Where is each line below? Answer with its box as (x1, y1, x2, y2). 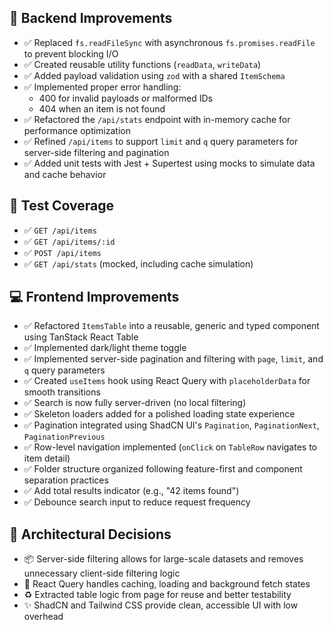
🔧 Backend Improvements (9, 10, 173, 27)
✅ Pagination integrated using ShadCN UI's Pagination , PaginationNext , (23, 419, 320, 431)
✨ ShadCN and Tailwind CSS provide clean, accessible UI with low (23, 599, 299, 611)
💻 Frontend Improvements (9, 289, 180, 306)
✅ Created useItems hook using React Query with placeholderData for (23, 375, 311, 387)
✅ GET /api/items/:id (23, 235, 116, 247)
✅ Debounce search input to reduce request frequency (23, 496, 251, 508)
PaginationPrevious (23, 432, 106, 443)
